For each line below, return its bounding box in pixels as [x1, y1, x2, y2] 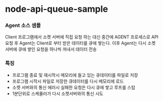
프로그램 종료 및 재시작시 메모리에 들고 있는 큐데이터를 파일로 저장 [12, 72, 138, 78]
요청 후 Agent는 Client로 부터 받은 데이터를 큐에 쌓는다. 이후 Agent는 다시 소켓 [5, 40, 156, 46]
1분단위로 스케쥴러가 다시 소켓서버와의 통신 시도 [12, 90, 104, 97]
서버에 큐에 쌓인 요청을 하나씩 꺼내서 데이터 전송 [5, 46, 97, 52]
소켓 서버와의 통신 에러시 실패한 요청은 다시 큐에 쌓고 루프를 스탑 [12, 84, 136, 90]
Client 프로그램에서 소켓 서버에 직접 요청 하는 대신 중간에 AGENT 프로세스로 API [5, 34, 159, 40]
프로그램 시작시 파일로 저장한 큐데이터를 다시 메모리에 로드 [12, 78, 124, 84]
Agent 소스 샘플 [5, 22, 41, 29]
